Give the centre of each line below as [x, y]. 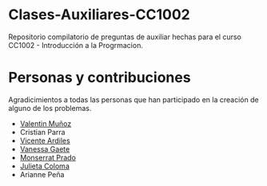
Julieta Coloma [44, 166]
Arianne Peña [42, 174]
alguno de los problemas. [50, 108]
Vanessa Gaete [45, 148]
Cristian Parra [42, 132]
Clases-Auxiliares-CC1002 [99, 15]
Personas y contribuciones [100, 78]
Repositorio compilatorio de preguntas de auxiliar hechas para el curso [125, 37]
